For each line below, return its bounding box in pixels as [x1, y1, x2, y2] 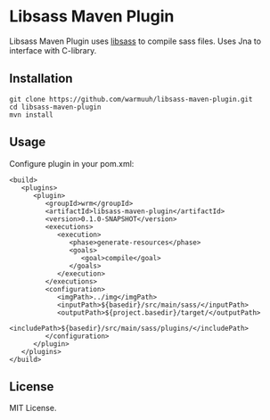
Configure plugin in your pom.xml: [9, 158, 135, 169]
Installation [9, 71, 73, 86]
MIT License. [9, 403, 57, 414]
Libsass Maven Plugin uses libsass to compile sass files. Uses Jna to [9, 36, 261, 46]
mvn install [9, 110, 53, 119]
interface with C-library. [9, 45, 97, 55]
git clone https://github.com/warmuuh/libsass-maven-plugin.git [9, 95, 253, 103]
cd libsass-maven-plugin [9, 103, 102, 111]
